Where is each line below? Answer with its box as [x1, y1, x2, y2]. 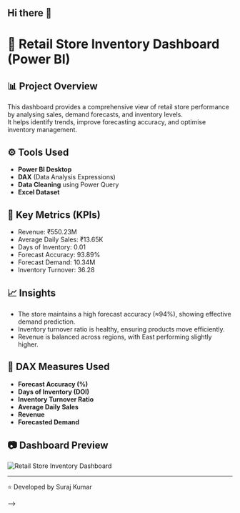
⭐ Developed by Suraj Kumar [7, 483, 93, 492]
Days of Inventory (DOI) [17, 387, 90, 396]
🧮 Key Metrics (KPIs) [7, 209, 101, 221]
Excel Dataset [17, 188, 60, 196]
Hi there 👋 [7, 7, 52, 19]
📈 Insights [7, 287, 56, 299]
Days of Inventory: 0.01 [17, 243, 86, 251]
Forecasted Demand [17, 417, 80, 426]
